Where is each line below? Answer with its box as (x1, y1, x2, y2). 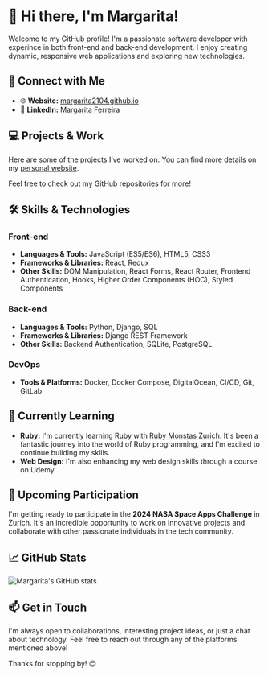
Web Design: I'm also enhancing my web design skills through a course (19, 456, 258, 466)
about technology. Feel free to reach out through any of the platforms (8, 635, 238, 645)
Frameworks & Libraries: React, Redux (19, 258, 150, 268)
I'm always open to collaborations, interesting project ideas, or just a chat (8, 626, 250, 636)
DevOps (8, 359, 41, 370)
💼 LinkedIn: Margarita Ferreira (19, 105, 120, 114)
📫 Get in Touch (8, 600, 87, 614)
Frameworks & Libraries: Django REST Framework (19, 330, 188, 340)
